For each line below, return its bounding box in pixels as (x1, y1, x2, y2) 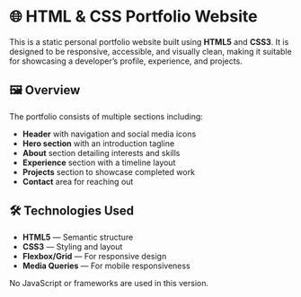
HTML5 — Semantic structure (22, 231, 134, 242)
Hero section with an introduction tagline (22, 137, 175, 149)
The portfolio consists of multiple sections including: (9, 110, 204, 122)
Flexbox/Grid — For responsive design (22, 250, 167, 261)
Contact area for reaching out (22, 176, 134, 187)
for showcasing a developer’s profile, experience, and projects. (9, 56, 243, 66)
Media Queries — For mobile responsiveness (22, 260, 190, 271)
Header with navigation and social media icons (22, 128, 197, 139)
